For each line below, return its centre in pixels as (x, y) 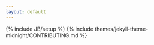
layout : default (26, 12)
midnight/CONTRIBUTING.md (42, 35)
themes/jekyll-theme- (122, 29)
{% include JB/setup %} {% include (50, 29)
